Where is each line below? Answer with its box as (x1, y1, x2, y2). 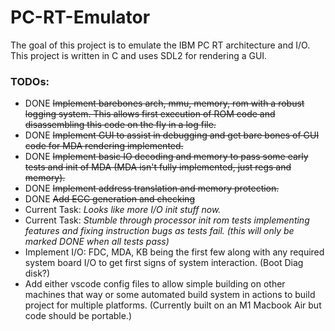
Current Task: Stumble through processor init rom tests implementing (24, 214, 310, 226)
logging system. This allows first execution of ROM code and (24, 108, 276, 120)
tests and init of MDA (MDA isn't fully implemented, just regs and (24, 161, 292, 173)
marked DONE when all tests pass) (24, 236, 170, 248)
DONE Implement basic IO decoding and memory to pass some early (24, 151, 309, 163)
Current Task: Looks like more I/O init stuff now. (24, 204, 222, 216)
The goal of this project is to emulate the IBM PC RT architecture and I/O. (10, 39, 311, 51)
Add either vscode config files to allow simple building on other (24, 278, 286, 290)
